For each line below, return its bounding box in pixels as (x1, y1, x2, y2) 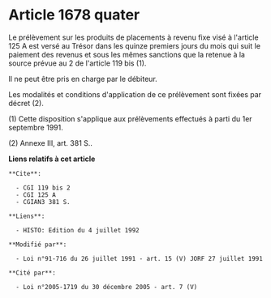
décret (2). (8, 98, 45, 108)
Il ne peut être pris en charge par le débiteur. (8, 74, 158, 83)
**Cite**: (8, 169, 42, 177)
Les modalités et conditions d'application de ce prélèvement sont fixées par (8, 89, 262, 99)
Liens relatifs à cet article (8, 154, 96, 164)
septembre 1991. (8, 122, 63, 132)
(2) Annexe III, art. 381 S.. (8, 138, 93, 147)
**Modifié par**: (8, 241, 67, 249)
